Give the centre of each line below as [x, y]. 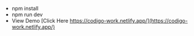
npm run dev [27, 15]
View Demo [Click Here [40, 21]
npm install [25, 8]
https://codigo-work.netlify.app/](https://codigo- [129, 21]
